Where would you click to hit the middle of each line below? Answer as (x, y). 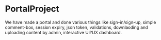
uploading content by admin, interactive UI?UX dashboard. (64, 32)
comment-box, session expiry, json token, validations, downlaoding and (77, 27)
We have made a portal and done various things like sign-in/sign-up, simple (80, 22)
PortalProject (32, 9)
